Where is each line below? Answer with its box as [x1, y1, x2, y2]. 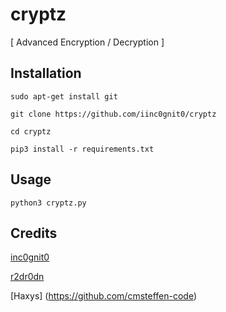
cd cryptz [10, 126, 52, 137]
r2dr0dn [10, 271, 45, 283]
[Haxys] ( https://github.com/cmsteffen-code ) [10, 290, 197, 302]
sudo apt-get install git [10, 91, 118, 102]
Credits [10, 224, 58, 242]
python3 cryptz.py [10, 198, 87, 208]
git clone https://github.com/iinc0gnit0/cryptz [10, 109, 217, 119]
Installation [10, 65, 82, 82]
